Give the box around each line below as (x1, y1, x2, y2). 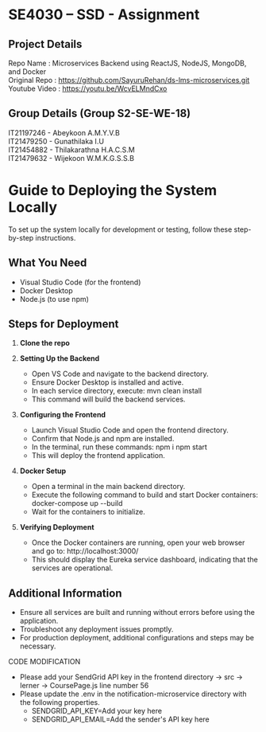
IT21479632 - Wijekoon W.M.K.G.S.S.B (8, 153, 135, 162)
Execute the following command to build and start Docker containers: (31, 490, 258, 499)
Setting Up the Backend (19, 354, 100, 363)
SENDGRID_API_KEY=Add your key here (31, 707, 163, 716)
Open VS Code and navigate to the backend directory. (31, 369, 209, 379)
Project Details (8, 37, 83, 51)
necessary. (19, 641, 56, 651)
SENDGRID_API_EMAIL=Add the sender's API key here (31, 714, 210, 724)
